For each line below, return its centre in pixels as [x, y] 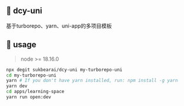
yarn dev [17, 86]
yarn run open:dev [29, 97]
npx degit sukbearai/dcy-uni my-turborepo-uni [64, 69]
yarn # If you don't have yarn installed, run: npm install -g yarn [92, 81]
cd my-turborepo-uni [32, 75]
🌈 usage [21, 45]
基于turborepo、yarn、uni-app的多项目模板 [59, 26]
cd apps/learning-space [35, 92]
